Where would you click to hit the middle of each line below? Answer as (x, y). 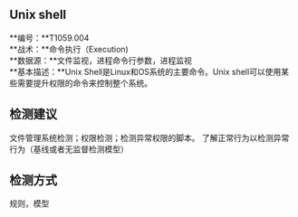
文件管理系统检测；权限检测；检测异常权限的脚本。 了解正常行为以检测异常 (149, 137)
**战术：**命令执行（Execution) (69, 49)
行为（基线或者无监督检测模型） (69, 149)
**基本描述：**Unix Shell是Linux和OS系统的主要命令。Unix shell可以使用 (145, 71)
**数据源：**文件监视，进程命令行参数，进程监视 (101, 60)
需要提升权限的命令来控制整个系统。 (84, 83)
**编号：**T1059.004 (49, 38)
